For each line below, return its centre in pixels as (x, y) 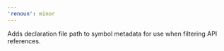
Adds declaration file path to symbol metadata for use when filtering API (112, 34)
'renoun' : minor (31, 14)
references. (24, 41)
